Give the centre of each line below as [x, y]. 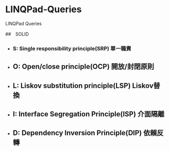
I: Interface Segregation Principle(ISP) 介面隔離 [89, 114]
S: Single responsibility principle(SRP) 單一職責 [72, 48]
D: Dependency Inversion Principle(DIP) [77, 133]
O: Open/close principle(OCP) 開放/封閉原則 [83, 67]
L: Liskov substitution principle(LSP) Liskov [83, 85]
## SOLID [17, 34]
